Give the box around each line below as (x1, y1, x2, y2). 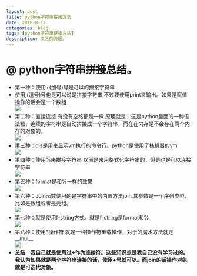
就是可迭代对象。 (14, 263, 56, 271)
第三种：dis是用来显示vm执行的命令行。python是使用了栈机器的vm (14, 142, 178, 149)
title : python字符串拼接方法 (6, 14, 72, 20)
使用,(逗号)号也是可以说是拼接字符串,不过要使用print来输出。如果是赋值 (14, 91, 188, 98)
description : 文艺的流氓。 (6, 36, 67, 42)
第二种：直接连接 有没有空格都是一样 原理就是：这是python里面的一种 (14, 112, 184, 119)
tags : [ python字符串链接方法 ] (6, 31, 74, 36)
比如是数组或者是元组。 (14, 199, 72, 207)
